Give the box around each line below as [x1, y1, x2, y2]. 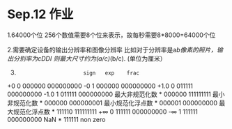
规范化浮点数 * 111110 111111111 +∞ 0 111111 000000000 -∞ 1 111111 [13, 107, 199, 116]
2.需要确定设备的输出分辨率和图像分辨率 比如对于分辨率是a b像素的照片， [7, 45, 217, 54]
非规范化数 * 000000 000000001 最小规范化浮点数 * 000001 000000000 [7, 98, 218, 107]
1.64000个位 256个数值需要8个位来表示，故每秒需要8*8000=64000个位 [7, 31, 216, 39]
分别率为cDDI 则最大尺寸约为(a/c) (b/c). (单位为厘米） [13, 54, 167, 63]
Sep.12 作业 [7, 6, 74, 22]
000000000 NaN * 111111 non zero [7, 115, 106, 123]
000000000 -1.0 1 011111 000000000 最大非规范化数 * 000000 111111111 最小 [7, 90, 225, 98]
